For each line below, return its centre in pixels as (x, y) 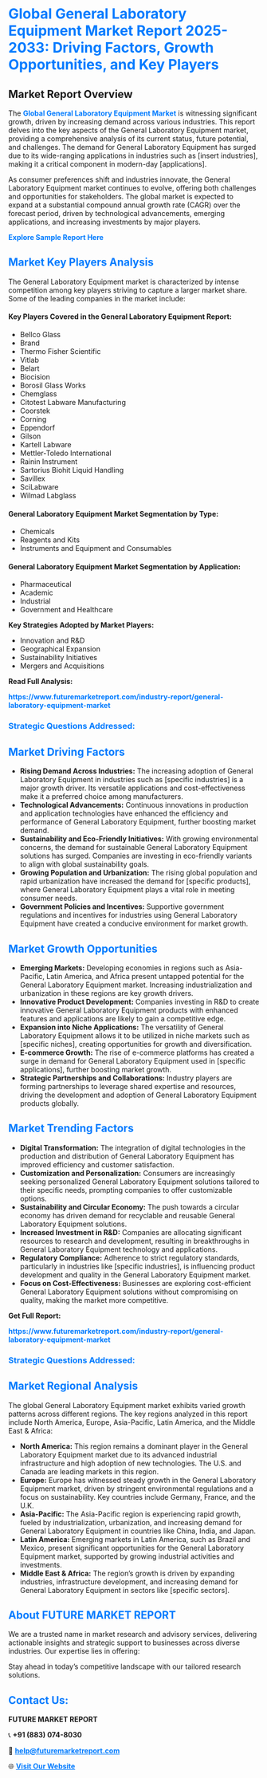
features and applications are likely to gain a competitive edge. (123, 1018)
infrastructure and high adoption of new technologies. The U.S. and (130, 1463)
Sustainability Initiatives (59, 658)
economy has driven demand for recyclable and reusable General (127, 1215)
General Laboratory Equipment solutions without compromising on (129, 1292)
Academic (36, 593)
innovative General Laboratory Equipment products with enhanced (129, 1010)
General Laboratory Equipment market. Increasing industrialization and (136, 985)
